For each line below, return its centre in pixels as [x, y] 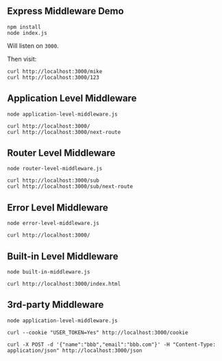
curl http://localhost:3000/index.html [64, 284]
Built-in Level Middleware [63, 256]
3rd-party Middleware [56, 305]
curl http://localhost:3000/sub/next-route [70, 187]
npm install [24, 27]
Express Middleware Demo [66, 11]
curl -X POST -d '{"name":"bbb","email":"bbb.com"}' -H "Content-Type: [111, 345]
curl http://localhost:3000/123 [53, 77]
